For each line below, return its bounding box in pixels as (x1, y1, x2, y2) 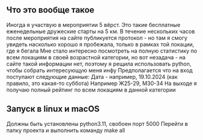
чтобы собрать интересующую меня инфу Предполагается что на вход (6, 67, 193, 74)
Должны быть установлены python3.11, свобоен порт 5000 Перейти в (6, 120, 188, 127)
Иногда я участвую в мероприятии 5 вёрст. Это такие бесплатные (6, 21, 180, 28)
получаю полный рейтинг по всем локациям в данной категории (6, 86, 176, 94)
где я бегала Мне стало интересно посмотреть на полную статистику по (6, 47, 197, 54)
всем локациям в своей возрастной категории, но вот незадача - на (6, 53, 186, 61)
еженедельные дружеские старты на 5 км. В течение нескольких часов (6, 28, 195, 35)
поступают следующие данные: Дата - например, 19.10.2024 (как (6, 73, 178, 80)
